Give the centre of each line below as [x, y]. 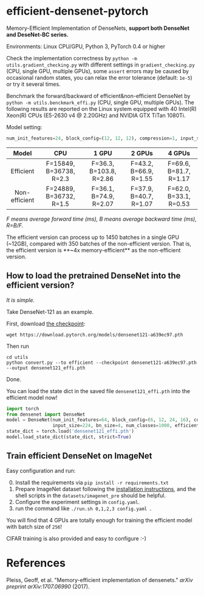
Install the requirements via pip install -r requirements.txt [92, 482]
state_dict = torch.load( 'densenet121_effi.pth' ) [70, 431]
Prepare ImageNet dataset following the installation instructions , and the [105, 489]
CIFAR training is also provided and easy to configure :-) [76, 538]
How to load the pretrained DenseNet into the [93, 276]
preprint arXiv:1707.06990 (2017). [48, 586]
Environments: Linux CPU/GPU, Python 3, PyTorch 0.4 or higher [86, 46]
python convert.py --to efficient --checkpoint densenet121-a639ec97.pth [102, 363]
